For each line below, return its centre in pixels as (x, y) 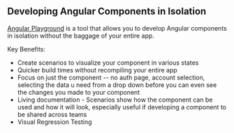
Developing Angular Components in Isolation (107, 11)
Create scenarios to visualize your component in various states (108, 63)
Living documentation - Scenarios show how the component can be (115, 100)
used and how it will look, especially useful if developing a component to (122, 107)
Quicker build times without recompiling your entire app (97, 70)
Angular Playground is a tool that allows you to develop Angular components (117, 28)
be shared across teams (52, 114)
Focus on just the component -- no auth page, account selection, (111, 77)
